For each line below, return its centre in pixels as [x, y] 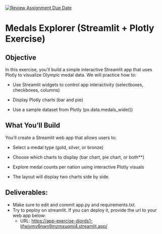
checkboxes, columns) [36, 90]
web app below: [29, 215]
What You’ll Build [33, 125]
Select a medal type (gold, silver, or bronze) [58, 147]
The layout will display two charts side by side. [61, 177]
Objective [21, 57]
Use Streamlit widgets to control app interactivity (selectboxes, [78, 85]
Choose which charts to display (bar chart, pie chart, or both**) [78, 157]
